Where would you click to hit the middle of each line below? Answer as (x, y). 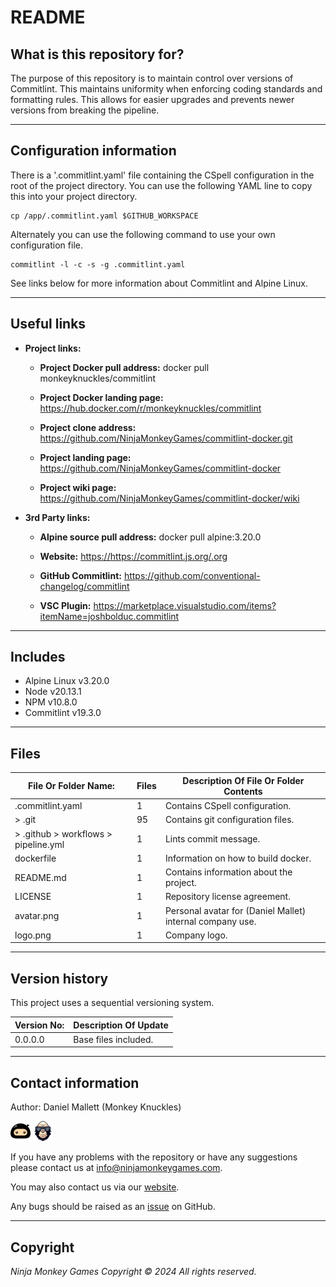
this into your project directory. (74, 196)
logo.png (33, 935)
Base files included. (113, 1039)
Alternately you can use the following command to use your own (143, 234)
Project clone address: (88, 427)
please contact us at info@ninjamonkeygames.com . (116, 1168)
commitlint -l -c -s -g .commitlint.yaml (98, 264)
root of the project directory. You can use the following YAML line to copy (161, 185)
